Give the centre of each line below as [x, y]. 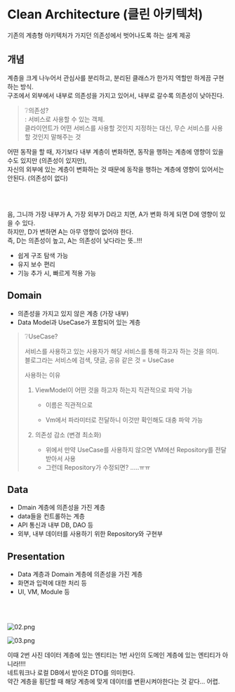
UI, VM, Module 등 [43, 592]
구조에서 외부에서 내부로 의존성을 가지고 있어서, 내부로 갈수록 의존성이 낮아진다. [116, 95]
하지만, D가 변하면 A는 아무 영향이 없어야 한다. [70, 231]
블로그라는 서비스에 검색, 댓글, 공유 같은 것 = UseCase [99, 360]
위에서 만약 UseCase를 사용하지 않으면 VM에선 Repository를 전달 [136, 449]
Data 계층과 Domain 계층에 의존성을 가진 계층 [80, 575]
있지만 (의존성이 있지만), [53, 160]
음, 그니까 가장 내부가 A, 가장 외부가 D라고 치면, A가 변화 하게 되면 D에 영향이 [113, 214]
